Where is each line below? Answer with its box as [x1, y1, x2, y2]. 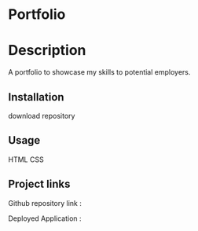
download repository [8, 111, 75, 120]
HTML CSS [8, 155, 45, 164]
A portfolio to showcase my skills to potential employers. [8, 68, 191, 77]
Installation [8, 90, 64, 104]
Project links [8, 178, 71, 191]
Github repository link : [8, 198, 82, 207]
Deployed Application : [8, 214, 82, 223]
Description [8, 42, 86, 60]
